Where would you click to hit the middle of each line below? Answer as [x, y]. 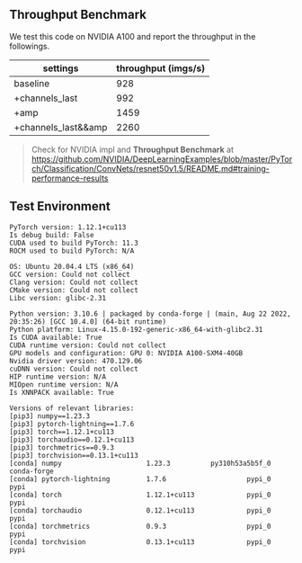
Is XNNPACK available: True [62, 392]
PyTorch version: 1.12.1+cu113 [68, 227]
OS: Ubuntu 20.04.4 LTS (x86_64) [72, 266]
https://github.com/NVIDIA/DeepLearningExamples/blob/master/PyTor [162, 159]
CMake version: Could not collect [74, 290]
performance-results [70, 178]
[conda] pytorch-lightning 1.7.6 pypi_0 [140, 479]
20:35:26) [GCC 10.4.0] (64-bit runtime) [88, 322]
